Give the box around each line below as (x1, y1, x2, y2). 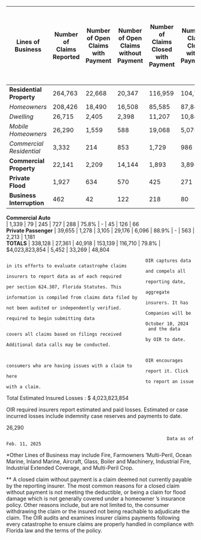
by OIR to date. (145, 336, 186, 342)
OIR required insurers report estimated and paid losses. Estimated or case (6, 406, 188, 413)
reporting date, (145, 279, 186, 285)
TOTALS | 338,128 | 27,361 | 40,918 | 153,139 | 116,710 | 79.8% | (6, 240, 161, 247)
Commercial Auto (6, 214, 51, 221)
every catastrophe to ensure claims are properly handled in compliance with (6, 521, 194, 527)
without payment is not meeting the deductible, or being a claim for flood (6, 489, 186, 496)
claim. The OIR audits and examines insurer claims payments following (6, 514, 180, 521)
